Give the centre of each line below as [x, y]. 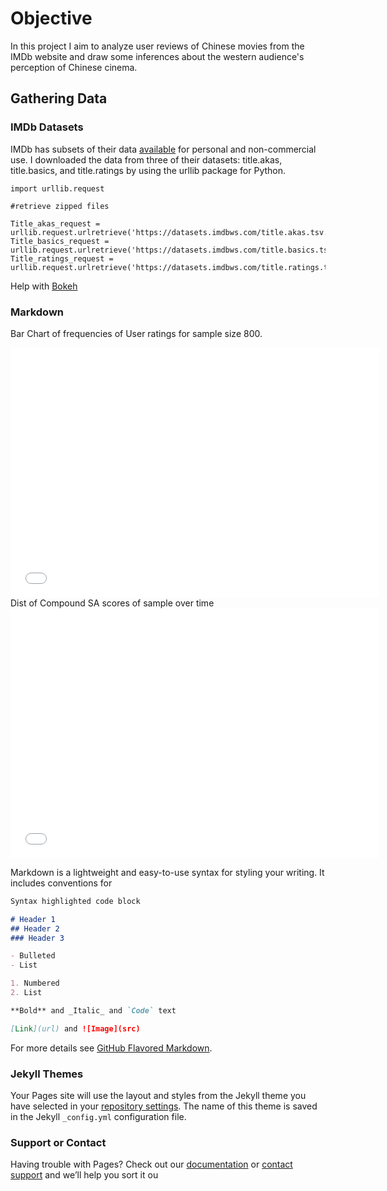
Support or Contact [58, 1142]
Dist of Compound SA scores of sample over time [112, 603]
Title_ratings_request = [62, 258]
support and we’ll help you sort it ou [84, 1175]
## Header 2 [35, 928]
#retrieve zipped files [60, 206]
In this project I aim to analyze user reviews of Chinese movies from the [157, 46]
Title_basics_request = [60, 241]
